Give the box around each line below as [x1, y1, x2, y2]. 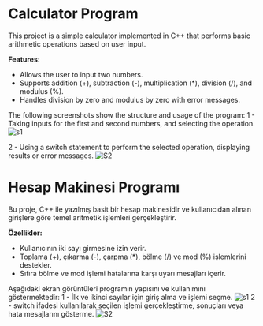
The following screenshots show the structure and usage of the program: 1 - [8, 110, 256, 119]
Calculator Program [8, 5, 139, 23]
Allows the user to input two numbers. [19, 69, 143, 79]
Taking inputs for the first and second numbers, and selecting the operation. [8, 118, 256, 128]
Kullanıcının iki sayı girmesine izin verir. [19, 243, 146, 253]
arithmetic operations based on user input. [8, 39, 146, 48]
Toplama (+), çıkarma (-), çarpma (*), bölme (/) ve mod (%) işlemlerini [19, 252, 246, 261]
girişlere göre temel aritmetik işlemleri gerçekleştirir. [8, 212, 177, 222]
